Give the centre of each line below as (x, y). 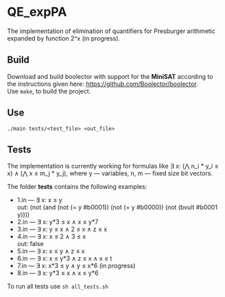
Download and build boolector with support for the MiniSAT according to (110, 76)
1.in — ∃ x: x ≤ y (40, 200)
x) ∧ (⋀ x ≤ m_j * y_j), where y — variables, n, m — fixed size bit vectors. (110, 173)
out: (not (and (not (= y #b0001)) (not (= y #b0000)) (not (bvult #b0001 (117, 208)
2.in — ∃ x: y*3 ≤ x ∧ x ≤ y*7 (58, 222)
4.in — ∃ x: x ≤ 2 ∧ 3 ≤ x (51, 236)
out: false (30, 244)
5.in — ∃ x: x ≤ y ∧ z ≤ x (51, 251)
